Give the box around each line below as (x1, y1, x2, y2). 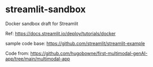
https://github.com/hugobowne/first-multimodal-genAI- (30, 50, 148, 56)
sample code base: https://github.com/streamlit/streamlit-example (5, 40, 145, 47)
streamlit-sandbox (5, 4, 86, 15)
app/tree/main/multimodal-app (5, 55, 70, 62)
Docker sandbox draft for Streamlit (5, 20, 78, 27)
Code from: (5, 50, 30, 56)
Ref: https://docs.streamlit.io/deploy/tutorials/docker (5, 30, 116, 36)
